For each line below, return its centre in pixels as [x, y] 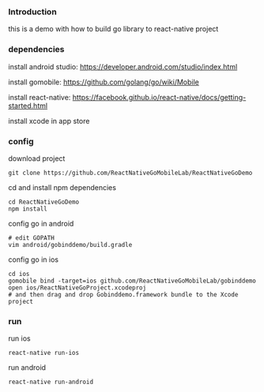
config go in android [41, 223]
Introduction [32, 12]
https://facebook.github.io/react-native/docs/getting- [159, 97]
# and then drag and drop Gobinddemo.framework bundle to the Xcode [123, 294]
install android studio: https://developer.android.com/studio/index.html [123, 66]
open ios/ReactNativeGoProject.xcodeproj [77, 287]
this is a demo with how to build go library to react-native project [113, 29]
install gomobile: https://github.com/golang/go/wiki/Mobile [104, 82]
